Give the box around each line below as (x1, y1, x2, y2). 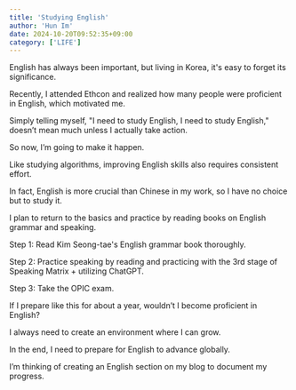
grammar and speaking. (9, 222, 97, 233)
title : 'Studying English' (9, 12, 109, 22)
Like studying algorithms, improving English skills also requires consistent (9, 159, 279, 170)
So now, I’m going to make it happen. (9, 142, 145, 153)
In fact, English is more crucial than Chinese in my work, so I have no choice (9, 186, 288, 196)
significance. (9, 72, 57, 83)
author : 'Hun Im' (9, 21, 74, 30)
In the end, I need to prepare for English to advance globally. (9, 344, 231, 355)
